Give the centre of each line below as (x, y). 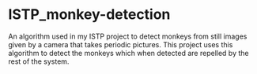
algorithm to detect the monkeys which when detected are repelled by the (128, 53)
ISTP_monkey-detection (89, 15)
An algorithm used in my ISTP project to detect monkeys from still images (128, 36)
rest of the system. (39, 61)
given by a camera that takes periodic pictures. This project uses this (121, 44)
